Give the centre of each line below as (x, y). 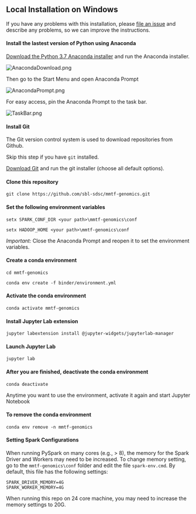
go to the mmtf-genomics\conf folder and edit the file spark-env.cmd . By (91, 465)
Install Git (18, 126)
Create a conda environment (42, 261)
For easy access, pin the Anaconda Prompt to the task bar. (77, 102)
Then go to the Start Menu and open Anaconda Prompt (72, 79)
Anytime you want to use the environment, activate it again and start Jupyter (98, 395)
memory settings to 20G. (36, 505)
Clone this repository (32, 181)
